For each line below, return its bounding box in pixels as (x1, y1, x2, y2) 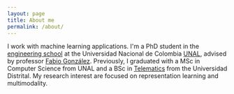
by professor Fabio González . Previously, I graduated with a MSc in (7, 57, 200, 65)
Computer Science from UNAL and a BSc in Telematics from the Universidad (7, 64, 228, 73)
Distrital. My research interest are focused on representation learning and (7, 72, 219, 80)
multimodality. (7, 79, 48, 88)
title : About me (7, 17, 54, 24)
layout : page (7, 10, 45, 17)
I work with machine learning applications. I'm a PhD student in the (7, 42, 200, 51)
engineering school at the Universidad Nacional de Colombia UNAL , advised (7, 49, 227, 58)
